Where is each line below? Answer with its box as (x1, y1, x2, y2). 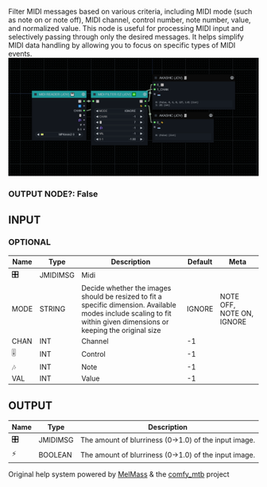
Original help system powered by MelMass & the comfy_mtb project (8, 469, 230, 479)
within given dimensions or (81, 317, 169, 327)
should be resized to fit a (81, 292, 163, 301)
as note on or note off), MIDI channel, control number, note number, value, (8, 15, 252, 25)
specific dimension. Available (81, 300, 176, 309)
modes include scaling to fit (81, 308, 172, 318)
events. (8, 49, 33, 58)
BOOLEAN (38, 450, 73, 459)
